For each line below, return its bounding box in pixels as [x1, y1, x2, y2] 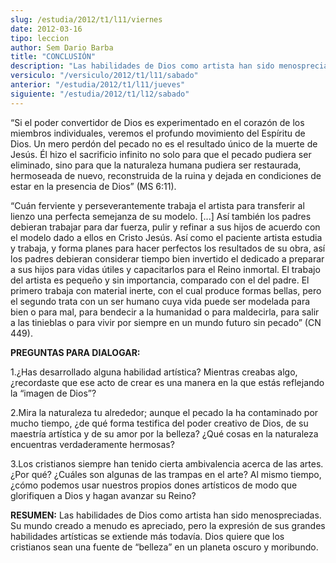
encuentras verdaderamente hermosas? [10, 438, 175, 450]
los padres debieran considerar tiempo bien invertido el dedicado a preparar [10, 252, 325, 265]
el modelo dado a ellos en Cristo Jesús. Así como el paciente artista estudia [10, 231, 323, 243]
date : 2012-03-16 [10, 24, 83, 34]
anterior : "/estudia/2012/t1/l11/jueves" [10, 80, 186, 90]
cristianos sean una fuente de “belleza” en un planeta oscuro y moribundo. [10, 541, 319, 553]
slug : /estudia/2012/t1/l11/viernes [10, 14, 163, 25]
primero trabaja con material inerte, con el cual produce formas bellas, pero [10, 284, 322, 296]
